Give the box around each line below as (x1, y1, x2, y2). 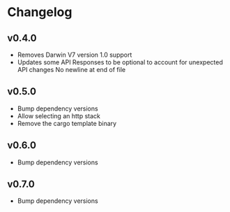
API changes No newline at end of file (17, 66, 126, 73)
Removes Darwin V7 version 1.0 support (17, 50, 132, 59)
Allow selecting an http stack (17, 111, 101, 120)
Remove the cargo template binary (17, 119, 117, 127)
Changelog (7, 4, 72, 20)
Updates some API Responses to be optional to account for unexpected (17, 58, 223, 66)
